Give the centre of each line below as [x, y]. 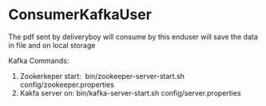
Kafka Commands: [39, 61]
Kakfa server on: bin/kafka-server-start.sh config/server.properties [130, 92]
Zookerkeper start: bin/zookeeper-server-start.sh [102, 76]
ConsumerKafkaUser [80, 15]
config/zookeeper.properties [67, 84]
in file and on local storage [52, 45]
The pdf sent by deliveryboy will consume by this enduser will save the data [133, 37]
